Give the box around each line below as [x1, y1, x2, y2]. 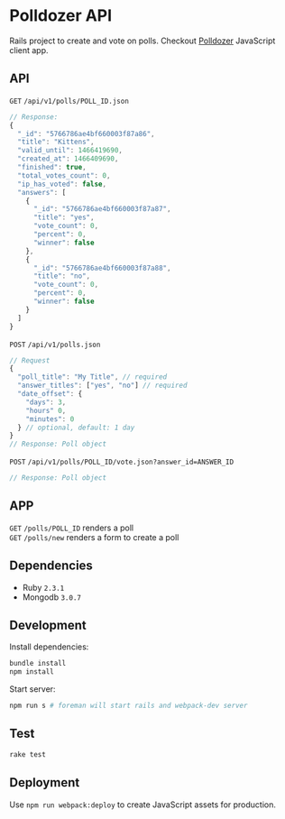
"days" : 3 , [25, 398, 67, 407]
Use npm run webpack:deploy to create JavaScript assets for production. [9, 799, 277, 810]
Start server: [9, 684, 56, 695]
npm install [9, 667, 54, 676]
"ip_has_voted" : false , [17, 179, 106, 189]
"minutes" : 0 [25, 414, 75, 424]
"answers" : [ [17, 188, 67, 197]
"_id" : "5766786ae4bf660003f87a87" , [32, 205, 171, 214]
